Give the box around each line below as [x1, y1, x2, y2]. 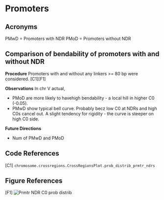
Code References [5, 149, 59, 158]
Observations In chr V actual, [5, 85, 65, 91]
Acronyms [5, 23, 38, 31]
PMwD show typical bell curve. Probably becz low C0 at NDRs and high [12, 105, 157, 111]
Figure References [5, 177, 63, 185]
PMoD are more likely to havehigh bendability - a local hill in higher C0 [12, 95, 155, 101]
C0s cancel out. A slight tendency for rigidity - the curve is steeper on [12, 110, 154, 116]
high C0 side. [12, 116, 39, 122]
